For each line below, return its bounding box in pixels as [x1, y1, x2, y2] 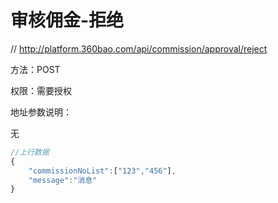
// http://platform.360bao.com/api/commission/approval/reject [10, 42, 268, 55]
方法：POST [10, 63, 61, 75]
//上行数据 [10, 147, 50, 157]
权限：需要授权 [10, 84, 72, 96]
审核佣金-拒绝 [10, 9, 125, 32]
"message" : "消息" [28, 175, 98, 185]
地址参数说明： [10, 106, 72, 118]
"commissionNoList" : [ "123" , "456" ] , [28, 166, 177, 176]
